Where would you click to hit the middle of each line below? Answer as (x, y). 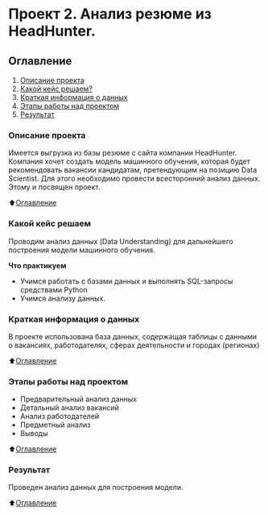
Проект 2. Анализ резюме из (110, 14)
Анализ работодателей (60, 417)
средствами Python (54, 289)
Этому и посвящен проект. (54, 187)
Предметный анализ (55, 425)
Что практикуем (37, 265)
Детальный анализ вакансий (69, 408)
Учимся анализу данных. (63, 298)
